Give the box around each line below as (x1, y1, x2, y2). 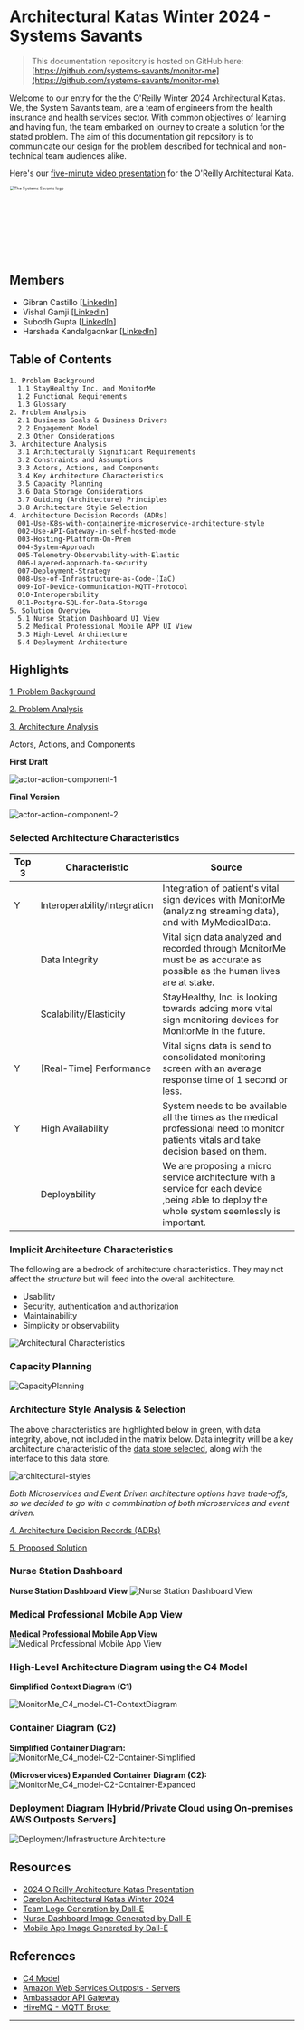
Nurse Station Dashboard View (9, 1585, 128, 1596)
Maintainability (22, 1310, 78, 1320)
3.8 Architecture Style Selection (17, 503, 147, 512)
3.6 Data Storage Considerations (17, 487, 144, 496)
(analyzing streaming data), (162, 904, 280, 917)
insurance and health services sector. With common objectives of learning (9, 111, 287, 122)
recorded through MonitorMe (162, 942, 287, 954)
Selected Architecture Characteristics (9, 832, 180, 845)
